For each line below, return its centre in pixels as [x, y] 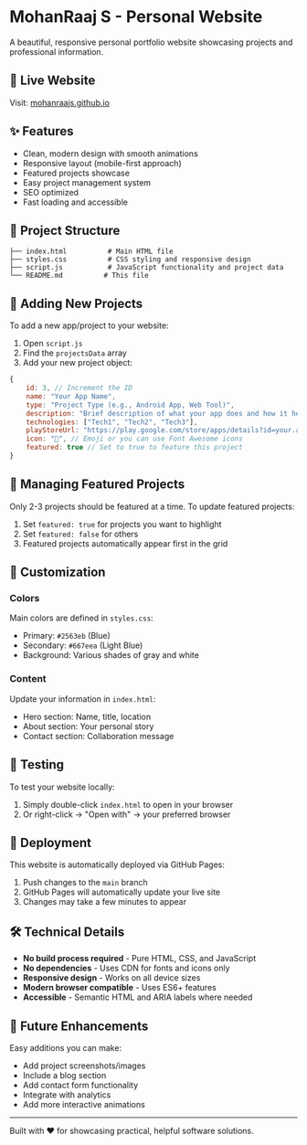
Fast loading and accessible [75, 202]
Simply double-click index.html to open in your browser [128, 804]
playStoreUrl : [53, 430]
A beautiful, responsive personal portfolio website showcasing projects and [151, 42]
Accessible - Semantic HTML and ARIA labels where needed [138, 997]
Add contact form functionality [80, 1085]
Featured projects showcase [76, 173]
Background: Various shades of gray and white [111, 655]
